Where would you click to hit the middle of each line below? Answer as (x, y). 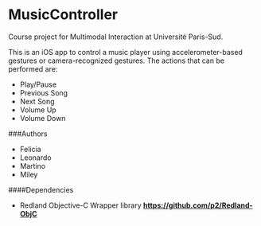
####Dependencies (41, 189)
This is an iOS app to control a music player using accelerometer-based (125, 52)
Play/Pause (38, 84)
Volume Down (43, 118)
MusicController (63, 15)
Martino (33, 166)
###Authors (28, 134)
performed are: (33, 68)
